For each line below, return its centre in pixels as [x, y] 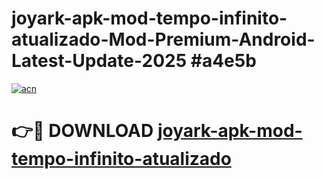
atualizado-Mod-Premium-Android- [163, 39]
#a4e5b [223, 61]
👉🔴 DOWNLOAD [82, 131]
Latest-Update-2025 [99, 61]
